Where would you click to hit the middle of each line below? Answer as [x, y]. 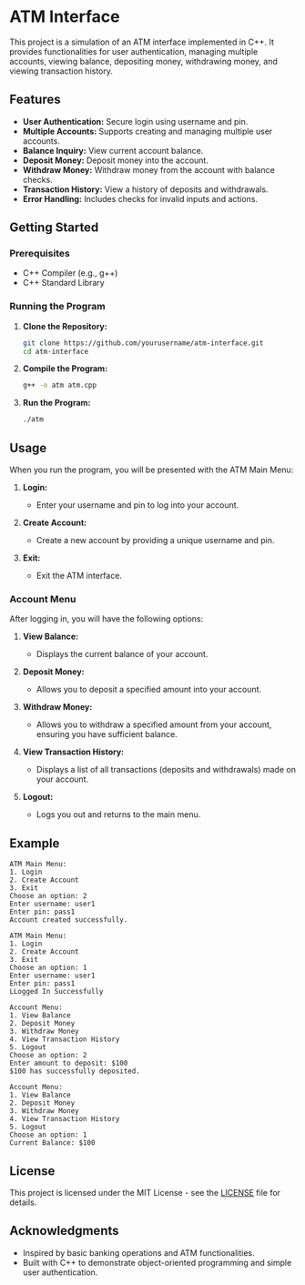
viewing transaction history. [61, 71]
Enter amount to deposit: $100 [69, 1063]
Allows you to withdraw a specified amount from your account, [154, 724]
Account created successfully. [69, 920]
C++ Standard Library [63, 283]
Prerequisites [40, 254]
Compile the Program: [65, 369]
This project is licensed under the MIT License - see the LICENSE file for [145, 1192]
